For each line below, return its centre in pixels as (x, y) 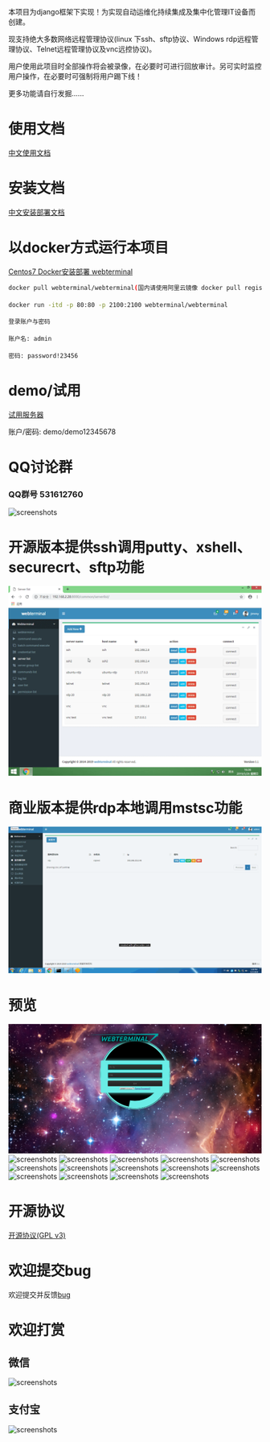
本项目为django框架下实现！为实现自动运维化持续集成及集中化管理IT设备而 (132, 12)
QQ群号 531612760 (46, 494)
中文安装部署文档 (37, 212)
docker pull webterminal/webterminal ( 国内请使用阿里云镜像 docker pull (125, 288)
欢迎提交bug (50, 1271)
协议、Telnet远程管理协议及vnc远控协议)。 (86, 49)
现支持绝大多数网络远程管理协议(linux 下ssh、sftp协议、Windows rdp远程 (130, 39)
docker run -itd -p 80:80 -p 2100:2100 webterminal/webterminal (118, 305)
